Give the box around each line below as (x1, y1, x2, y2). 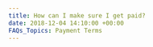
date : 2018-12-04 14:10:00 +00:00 (8, 19, 125, 27)
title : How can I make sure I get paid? (8, 11, 147, 20)
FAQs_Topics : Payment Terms (8, 26, 103, 34)
